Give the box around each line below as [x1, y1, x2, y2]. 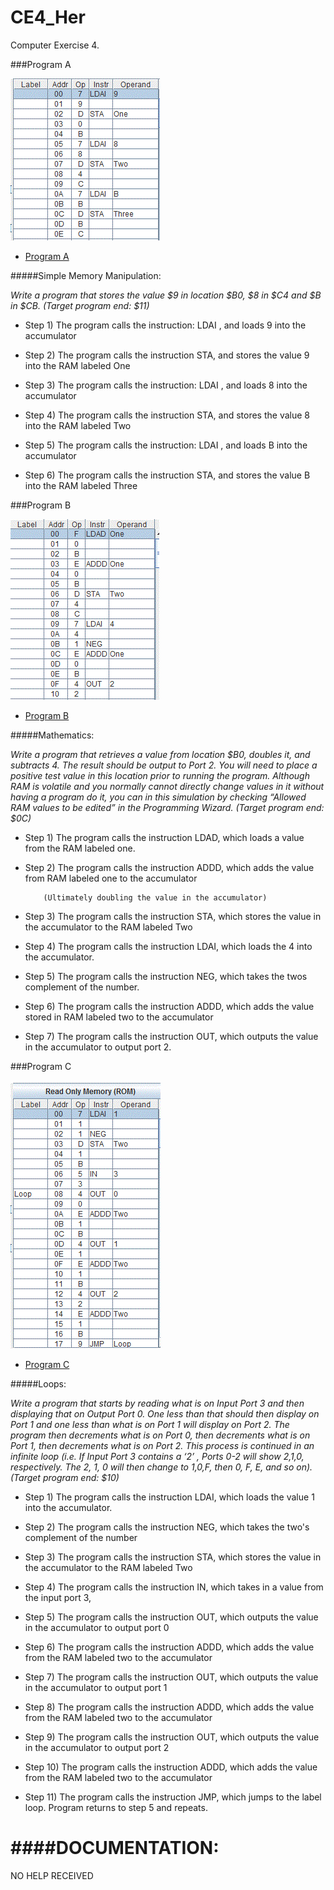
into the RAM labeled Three [24, 479, 138, 491]
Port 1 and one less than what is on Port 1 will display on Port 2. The [10, 1418, 290, 1430]
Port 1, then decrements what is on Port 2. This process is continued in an [10, 1439, 315, 1451]
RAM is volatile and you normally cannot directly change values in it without [10, 780, 325, 792]
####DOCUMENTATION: [10, 1837, 220, 1860]
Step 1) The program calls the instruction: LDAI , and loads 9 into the [24, 319, 307, 331]
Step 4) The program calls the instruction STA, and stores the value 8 [24, 409, 310, 421]
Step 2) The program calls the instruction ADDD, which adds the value [24, 861, 315, 873]
